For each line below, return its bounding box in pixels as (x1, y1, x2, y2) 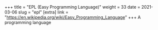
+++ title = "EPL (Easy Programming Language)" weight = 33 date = (4, 4, 141, 10)
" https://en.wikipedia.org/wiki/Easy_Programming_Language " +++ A (4, 15, 141, 20)
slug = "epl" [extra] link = (18, 9, 69, 15)
